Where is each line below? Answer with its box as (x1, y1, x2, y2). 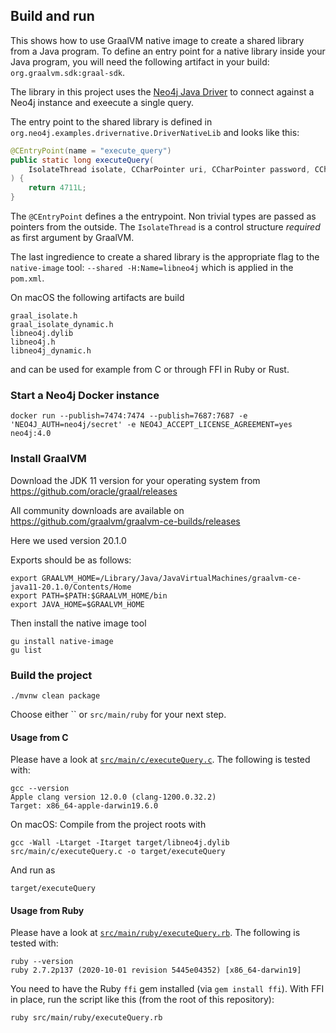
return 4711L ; (28, 183, 87, 193)
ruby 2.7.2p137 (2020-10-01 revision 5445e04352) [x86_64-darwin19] (10, 965, 302, 976)
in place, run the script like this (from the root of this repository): (10, 994, 275, 1006)
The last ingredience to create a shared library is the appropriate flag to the (10, 251, 320, 263)
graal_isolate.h (10, 311, 78, 321)
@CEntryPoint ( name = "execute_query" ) (10, 145, 172, 156)
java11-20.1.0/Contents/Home (10, 582, 132, 592)
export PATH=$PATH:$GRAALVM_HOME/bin (10, 590, 168, 601)
